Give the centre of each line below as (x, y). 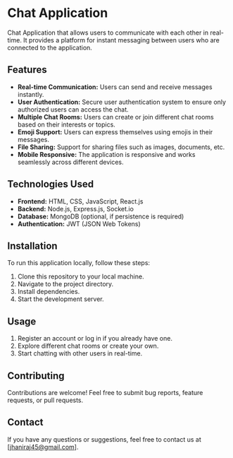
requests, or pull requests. (45, 400)
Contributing (36, 376)
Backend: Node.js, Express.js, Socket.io (75, 209)
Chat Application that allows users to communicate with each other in (108, 33)
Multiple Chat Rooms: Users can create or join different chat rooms (115, 117)
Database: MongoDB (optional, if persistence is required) (101, 216)
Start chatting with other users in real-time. (80, 353)
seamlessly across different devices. (71, 162)
